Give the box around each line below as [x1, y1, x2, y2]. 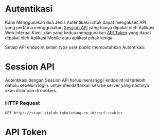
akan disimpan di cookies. [5, 87, 57, 93]
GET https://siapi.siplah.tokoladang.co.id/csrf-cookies [5, 110, 123, 116]
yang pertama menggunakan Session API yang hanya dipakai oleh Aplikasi [5, 24, 155, 30]
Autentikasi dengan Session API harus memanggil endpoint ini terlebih [5, 77, 146, 83]
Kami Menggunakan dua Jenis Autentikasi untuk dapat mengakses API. [5, 19, 148, 25]
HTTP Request [5, 99, 40, 106]
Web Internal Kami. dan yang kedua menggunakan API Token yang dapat [5, 30, 151, 35]
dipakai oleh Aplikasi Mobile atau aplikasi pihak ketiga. [5, 35, 114, 41]
